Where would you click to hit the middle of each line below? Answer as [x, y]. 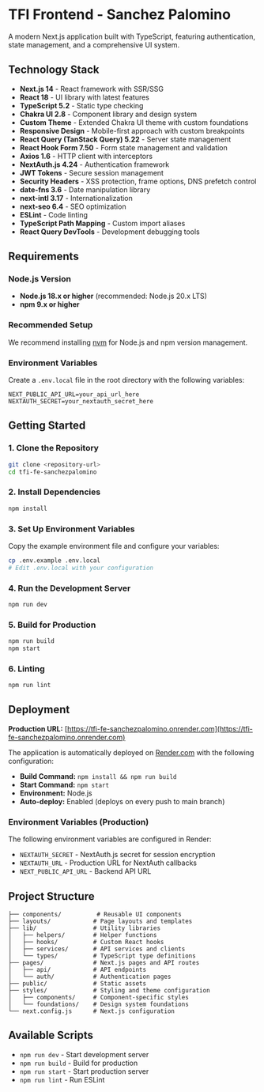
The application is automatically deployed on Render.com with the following [131, 752]
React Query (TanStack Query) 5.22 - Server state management [125, 139]
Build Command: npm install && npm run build [98, 776]
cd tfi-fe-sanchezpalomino [53, 472]
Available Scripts [51, 1035]
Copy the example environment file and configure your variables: [114, 546]
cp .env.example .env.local [55, 560]
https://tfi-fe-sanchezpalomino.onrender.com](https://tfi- [160, 728]
